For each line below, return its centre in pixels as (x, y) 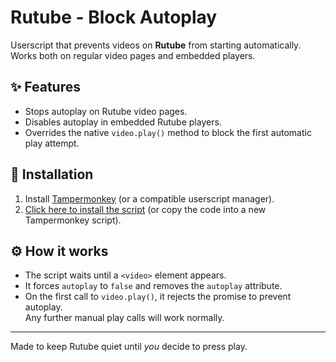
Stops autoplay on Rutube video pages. (106, 111)
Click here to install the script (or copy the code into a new (145, 209)
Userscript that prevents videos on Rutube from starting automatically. (156, 45)
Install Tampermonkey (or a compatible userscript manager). (149, 198)
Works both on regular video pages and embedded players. (133, 55)
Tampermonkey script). (73, 220)
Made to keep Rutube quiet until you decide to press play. (129, 347)
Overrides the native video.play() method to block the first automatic (168, 132)
